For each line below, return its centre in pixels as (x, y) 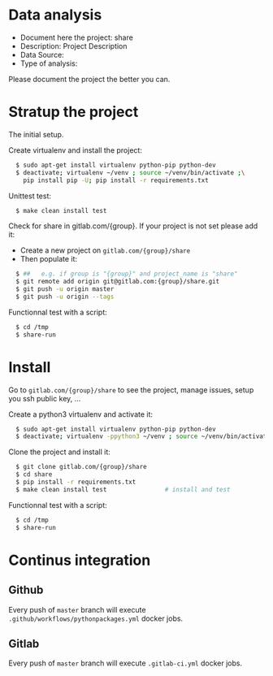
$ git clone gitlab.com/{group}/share (82, 467)
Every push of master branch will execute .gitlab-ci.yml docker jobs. (125, 663)
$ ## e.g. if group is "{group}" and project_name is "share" (127, 274)
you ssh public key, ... (45, 398)
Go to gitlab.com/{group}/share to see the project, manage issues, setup (131, 390)
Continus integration (80, 560)
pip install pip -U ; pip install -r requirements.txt (116, 180)
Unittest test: (30, 196)
